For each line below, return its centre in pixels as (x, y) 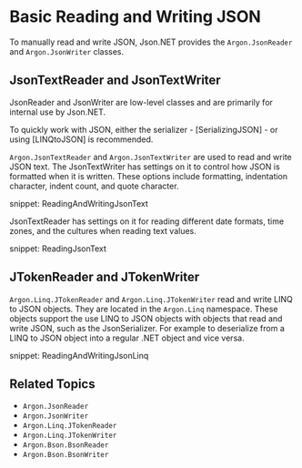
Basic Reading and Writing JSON (135, 17)
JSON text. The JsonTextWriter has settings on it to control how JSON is (145, 167)
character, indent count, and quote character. (94, 186)
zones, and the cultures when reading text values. (103, 230)
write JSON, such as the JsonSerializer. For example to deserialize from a (147, 328)
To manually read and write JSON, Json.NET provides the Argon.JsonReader (151, 42)
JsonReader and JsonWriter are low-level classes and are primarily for (141, 102)
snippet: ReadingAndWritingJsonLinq (79, 355)
